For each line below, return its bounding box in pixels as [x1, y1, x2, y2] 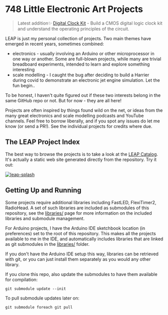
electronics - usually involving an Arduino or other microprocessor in [12, 50, 154, 56]
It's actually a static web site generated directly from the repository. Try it [5, 156, 157, 163]
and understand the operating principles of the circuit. [17, 26, 129, 32]
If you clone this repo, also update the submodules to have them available [5, 271, 158, 277]
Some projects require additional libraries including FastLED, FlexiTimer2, [5, 199, 156, 205]
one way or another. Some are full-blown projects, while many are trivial [12, 56, 161, 62]
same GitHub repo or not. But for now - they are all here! [5, 97, 122, 103]
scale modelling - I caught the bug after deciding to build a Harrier [12, 72, 149, 78]
